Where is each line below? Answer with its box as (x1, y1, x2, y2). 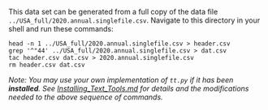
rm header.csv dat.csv (8, 61, 85, 69)
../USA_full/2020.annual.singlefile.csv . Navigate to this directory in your (8, 15, 261, 25)
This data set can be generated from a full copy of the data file (8, 7, 218, 16)
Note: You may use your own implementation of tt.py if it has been (8, 75, 234, 84)
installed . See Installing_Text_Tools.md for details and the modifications (8, 84, 249, 93)
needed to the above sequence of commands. (8, 92, 164, 102)
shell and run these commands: (8, 24, 114, 33)
